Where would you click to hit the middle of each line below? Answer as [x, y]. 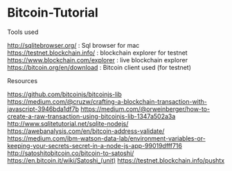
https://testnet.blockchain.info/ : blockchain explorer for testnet [98, 53]
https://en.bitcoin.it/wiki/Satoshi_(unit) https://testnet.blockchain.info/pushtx [116, 160]
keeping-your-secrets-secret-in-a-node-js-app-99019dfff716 [95, 145]
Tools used [23, 32]
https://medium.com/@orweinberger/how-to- [145, 109]
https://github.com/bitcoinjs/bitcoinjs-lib [65, 94]
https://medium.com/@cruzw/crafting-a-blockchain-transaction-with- [107, 101]
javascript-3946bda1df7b [43, 109]
